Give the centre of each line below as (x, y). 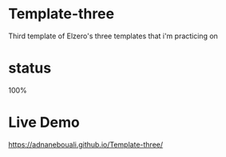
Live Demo (44, 122)
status (30, 68)
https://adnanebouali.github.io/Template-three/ (86, 144)
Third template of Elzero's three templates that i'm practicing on (113, 36)
